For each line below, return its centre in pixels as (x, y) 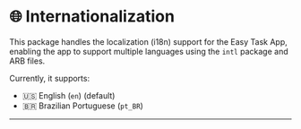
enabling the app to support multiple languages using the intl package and (149, 51)
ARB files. (27, 61)
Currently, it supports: (50, 78)
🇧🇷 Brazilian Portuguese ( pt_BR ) (82, 106)
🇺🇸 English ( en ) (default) (69, 95)
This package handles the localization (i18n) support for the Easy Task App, (149, 41)
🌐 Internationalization (92, 17)
